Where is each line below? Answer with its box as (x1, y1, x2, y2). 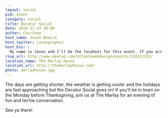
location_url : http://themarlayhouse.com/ (5, 63, 95, 68)
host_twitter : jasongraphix (5, 40, 64, 45)
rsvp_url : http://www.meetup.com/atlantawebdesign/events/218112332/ (5, 53, 153, 59)
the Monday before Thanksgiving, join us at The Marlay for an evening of (5, 92, 155, 98)
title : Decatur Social (5, 21, 52, 26)
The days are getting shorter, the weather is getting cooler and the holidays (5, 81, 160, 87)
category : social (5, 16, 41, 21)
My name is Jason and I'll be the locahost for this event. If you (9, 49, 153, 54)
